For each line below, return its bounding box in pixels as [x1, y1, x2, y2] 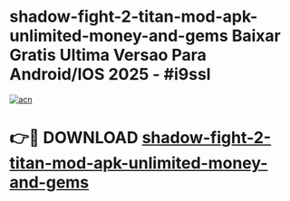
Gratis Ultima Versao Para [9, 45, 207, 65]
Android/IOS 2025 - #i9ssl [9, 64, 211, 85]
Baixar [231, 25, 281, 46]
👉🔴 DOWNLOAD [9, 128, 139, 148]
